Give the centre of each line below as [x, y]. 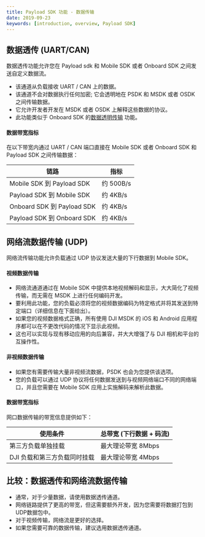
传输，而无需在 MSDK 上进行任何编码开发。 [70, 296]
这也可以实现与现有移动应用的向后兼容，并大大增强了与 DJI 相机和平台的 [107, 334]
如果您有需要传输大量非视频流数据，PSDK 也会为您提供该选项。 [96, 372]
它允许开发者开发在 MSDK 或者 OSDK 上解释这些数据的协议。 [93, 110]
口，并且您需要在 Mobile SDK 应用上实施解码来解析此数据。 [91, 387]
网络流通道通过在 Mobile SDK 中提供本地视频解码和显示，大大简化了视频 [107, 288]
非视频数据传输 [25, 357]
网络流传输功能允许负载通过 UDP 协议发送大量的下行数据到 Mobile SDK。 [99, 258]
